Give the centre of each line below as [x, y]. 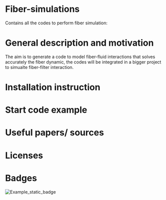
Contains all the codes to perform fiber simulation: [56, 23]
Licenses [24, 155]
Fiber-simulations [43, 9]
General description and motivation [80, 43]
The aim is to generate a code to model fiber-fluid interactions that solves [80, 57]
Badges [21, 178]
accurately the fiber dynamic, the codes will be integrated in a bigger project [83, 62]
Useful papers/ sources [55, 133]
